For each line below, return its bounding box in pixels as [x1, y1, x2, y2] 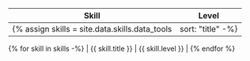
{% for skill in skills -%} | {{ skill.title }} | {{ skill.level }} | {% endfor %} [8, 44, 236, 53]
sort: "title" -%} [179, 24, 238, 34]
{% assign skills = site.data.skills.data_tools [12, 24, 172, 34]
